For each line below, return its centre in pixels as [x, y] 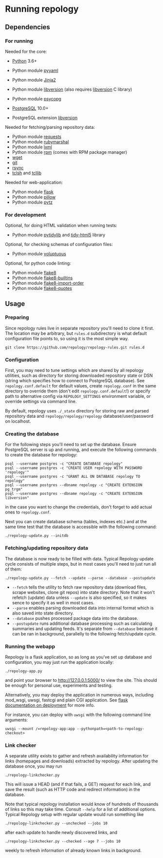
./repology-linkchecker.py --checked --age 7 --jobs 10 [63, 841]
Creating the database [32, 434]
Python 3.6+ [25, 61]
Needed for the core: [26, 51]
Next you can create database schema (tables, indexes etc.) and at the [76, 522]
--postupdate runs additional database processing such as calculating [82, 623]
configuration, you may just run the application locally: [59, 662]
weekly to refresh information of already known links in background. [73, 851]
